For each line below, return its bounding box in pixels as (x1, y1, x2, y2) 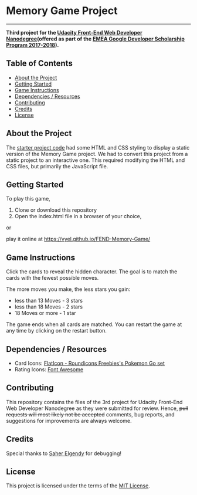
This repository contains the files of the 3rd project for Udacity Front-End (6, 398, 183, 405)
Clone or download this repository (14, 206, 97, 213)
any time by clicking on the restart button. (6, 327, 107, 334)
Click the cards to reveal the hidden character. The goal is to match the (6, 268, 178, 275)
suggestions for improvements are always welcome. (6, 417, 132, 424)
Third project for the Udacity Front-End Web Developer (6, 29, 142, 36)
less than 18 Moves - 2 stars (14, 303, 83, 310)
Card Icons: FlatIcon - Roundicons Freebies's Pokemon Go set (14, 360, 165, 367)
